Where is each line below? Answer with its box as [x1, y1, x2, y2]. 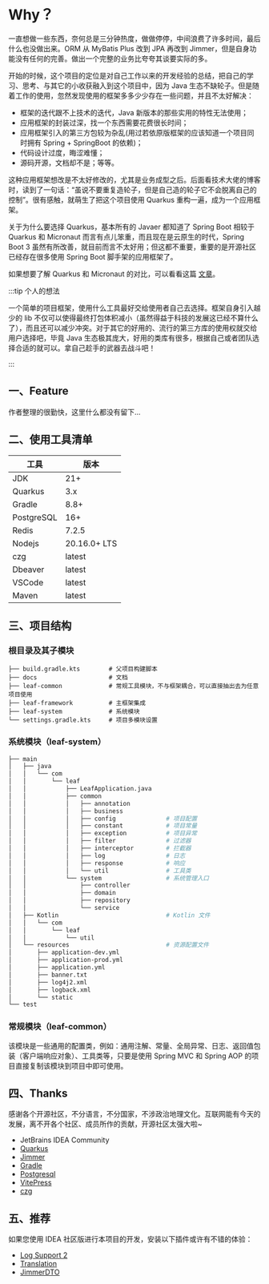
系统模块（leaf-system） [8, 736, 106, 747]
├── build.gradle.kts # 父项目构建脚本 [8, 665, 158, 674]
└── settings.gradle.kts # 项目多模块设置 [8, 716, 158, 724]
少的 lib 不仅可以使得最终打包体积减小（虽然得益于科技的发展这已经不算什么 [8, 312, 259, 323]
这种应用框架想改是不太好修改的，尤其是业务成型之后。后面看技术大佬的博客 [8, 175, 261, 184]
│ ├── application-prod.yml [8, 956, 124, 964]
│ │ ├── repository [8, 896, 130, 904]
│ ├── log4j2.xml [8, 978, 88, 986]
